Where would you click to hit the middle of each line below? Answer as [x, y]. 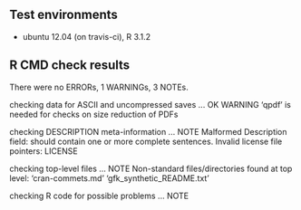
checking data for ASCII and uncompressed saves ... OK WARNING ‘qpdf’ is [150, 104]
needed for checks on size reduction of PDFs [94, 114]
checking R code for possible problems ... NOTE [99, 196]
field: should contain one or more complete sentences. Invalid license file [146, 141]
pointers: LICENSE [44, 151]
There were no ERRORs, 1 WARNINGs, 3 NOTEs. [99, 87]
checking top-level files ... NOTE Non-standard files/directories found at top [151, 168]
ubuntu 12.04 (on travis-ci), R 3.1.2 [87, 36]
